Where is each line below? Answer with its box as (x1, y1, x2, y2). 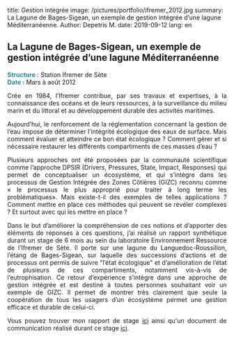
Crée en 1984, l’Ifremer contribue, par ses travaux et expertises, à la (7, 91, 227, 100)
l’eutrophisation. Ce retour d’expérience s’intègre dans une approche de (7, 273, 227, 282)
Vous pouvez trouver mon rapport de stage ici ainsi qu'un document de (7, 316, 227, 324)
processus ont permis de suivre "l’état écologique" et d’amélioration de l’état (7, 258, 227, 266)
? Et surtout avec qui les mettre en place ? (7, 208, 127, 216)
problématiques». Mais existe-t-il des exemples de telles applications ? (7, 192, 227, 201)
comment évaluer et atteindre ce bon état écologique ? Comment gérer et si (7, 134, 227, 143)
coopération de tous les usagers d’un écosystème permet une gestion (7, 295, 227, 303)
